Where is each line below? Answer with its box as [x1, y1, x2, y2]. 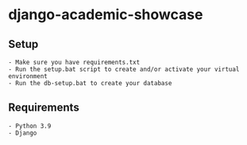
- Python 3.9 [8, 122, 52, 130]
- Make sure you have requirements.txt [8, 58, 141, 66]
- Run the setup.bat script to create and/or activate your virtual [8, 65, 240, 73]
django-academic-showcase [8, 6, 203, 24]
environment [8, 72, 48, 80]
